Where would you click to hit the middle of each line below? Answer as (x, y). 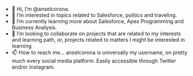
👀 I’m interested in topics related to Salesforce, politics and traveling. (94, 15)
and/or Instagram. (33, 67)
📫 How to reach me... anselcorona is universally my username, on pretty (99, 53)
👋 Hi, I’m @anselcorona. (40, 9)
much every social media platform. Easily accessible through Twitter (94, 61)
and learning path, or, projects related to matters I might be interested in (98, 40)
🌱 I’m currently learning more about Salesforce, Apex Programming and (98, 21)
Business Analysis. (34, 27)
